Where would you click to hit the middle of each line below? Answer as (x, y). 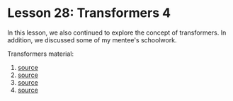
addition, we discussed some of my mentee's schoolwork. (92, 40)
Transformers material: (41, 54)
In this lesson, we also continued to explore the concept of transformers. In (117, 32)
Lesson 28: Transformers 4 (89, 13)
